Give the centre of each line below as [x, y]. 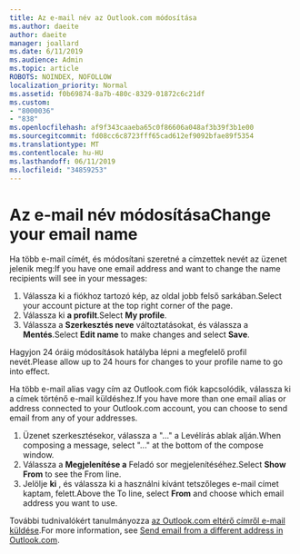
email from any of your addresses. [74, 418]
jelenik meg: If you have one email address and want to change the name [145, 269]
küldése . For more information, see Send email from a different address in [146, 530]
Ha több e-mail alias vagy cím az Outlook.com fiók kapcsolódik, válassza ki [150, 389]
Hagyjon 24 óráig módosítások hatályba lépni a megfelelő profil [128, 352]
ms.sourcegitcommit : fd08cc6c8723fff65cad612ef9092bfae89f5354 [132, 136]
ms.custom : [30, 102]
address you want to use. [70, 503]
